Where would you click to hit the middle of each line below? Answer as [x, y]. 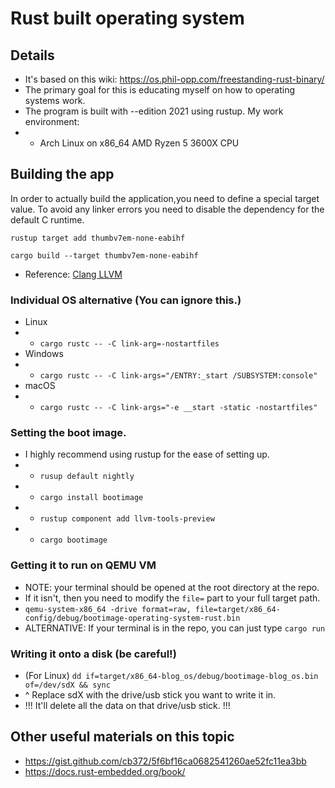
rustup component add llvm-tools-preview [127, 519]
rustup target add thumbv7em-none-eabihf [98, 238]
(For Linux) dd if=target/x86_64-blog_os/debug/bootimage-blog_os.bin [171, 675]
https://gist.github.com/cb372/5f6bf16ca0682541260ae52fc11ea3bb [165, 761]
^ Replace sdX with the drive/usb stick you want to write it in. [150, 695]
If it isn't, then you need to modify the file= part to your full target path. [172, 598]
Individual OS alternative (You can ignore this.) [126, 300]
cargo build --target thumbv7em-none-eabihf [104, 255]
